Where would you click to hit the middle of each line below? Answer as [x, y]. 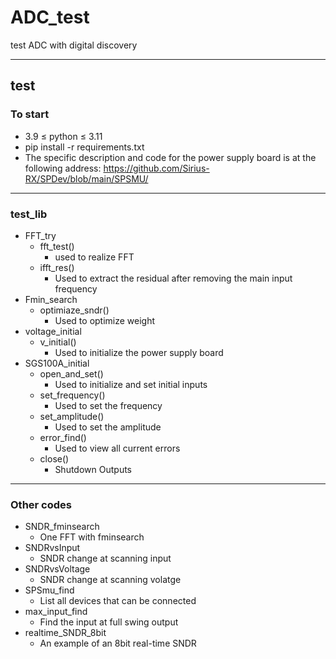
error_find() [63, 437]
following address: [63, 168]
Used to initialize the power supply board [139, 352]
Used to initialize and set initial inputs [131, 384]
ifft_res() [57, 267]
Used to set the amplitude [108, 427]
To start [30, 114]
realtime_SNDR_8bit [65, 633]
